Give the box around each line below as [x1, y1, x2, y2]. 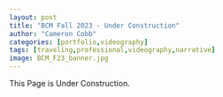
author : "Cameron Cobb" [9, 29, 97, 38]
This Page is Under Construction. [9, 78, 130, 88]
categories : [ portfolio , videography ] [9, 37, 149, 47]
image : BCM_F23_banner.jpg [9, 54, 109, 63]
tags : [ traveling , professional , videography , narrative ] [9, 46, 216, 55]
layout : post [9, 12, 58, 22]
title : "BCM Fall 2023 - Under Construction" [9, 21, 180, 30]
